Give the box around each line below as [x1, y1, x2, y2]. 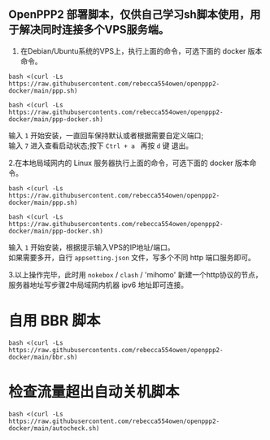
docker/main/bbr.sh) [8, 353, 79, 361]
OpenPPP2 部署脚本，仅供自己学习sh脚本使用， [8, 7, 250, 22]
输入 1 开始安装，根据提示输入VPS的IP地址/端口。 [8, 242, 175, 252]
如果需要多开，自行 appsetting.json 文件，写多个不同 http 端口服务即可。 [8, 252, 256, 262]
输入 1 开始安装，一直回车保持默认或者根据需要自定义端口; [8, 130, 204, 140]
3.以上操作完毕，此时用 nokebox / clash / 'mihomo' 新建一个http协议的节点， [8, 269, 263, 279]
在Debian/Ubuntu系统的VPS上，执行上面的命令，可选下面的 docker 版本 [20, 46, 263, 55]
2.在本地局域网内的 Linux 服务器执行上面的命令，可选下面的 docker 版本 [8, 158, 250, 168]
